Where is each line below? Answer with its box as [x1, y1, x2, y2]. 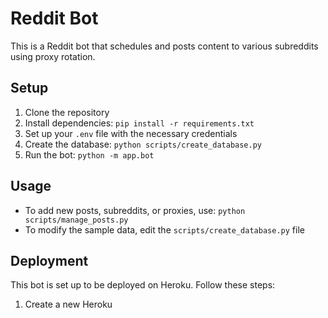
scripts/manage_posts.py [24, 215, 129, 225]
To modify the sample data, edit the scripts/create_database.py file [24, 223, 305, 236]
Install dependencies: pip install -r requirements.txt [24, 117, 255, 129]
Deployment [10, 252, 89, 269]
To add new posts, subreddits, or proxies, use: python [24, 204, 246, 216]
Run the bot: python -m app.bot [24, 148, 155, 161]
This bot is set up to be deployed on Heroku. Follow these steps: [10, 279, 276, 291]
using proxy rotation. [10, 50, 96, 62]
